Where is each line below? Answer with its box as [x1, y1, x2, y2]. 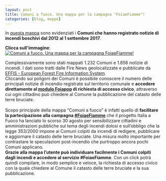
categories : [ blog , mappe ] [5, 16, 61, 21]
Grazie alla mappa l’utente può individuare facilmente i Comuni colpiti [5, 149, 151, 155]
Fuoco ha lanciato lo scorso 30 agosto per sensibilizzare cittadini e [5, 118, 142, 124]
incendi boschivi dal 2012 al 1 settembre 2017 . [5, 35, 102, 41]
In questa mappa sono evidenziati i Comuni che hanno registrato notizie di [5, 30, 159, 36]
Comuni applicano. [5, 144, 44, 150]
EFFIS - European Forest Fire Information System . [5, 70, 107, 76]
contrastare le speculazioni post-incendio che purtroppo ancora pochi [5, 139, 149, 145]
